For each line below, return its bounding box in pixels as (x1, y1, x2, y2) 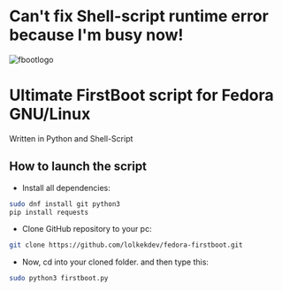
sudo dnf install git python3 (9, 199, 121, 209)
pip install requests (9, 208, 89, 217)
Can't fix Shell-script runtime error (9, 6, 270, 27)
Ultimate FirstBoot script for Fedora (9, 86, 274, 105)
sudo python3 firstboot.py (9, 274, 109, 283)
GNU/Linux (9, 104, 91, 125)
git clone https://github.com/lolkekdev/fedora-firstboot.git (9, 241, 243, 249)
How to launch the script (9, 159, 148, 174)
